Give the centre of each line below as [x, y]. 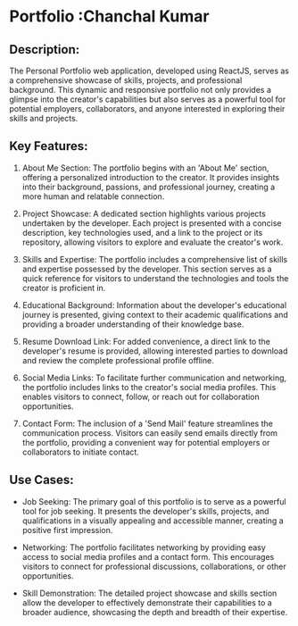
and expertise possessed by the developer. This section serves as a [147, 269]
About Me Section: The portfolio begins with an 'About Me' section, [145, 168]
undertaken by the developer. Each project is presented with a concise [152, 223]
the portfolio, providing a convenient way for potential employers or [146, 442]
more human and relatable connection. [93, 196]
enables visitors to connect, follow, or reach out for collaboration [141, 396]
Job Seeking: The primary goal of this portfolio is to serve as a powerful [154, 501]
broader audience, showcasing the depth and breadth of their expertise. [155, 612]
